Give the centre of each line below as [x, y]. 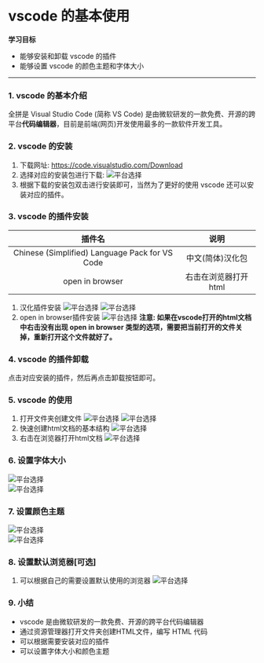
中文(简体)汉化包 [216, 258]
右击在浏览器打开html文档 [61, 438]
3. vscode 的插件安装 [48, 217]
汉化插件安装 [40, 307]
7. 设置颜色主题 [37, 511]
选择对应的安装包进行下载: [62, 174]
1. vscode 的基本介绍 [48, 95]
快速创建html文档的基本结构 [64, 428]
